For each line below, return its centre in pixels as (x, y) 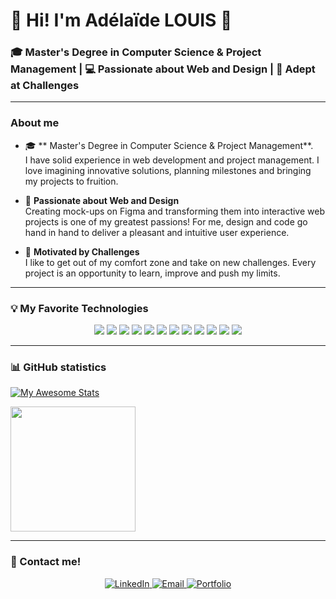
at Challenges (45, 86)
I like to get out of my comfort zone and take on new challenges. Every (170, 262)
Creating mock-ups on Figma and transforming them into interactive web (174, 211)
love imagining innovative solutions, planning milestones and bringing (168, 170)
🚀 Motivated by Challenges (82, 251)
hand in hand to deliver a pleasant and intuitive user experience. (157, 232)
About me (35, 123)
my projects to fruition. (71, 181)
